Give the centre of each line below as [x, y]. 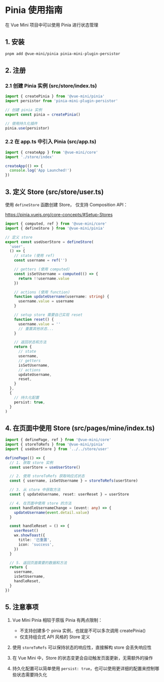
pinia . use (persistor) [27, 128]
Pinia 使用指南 [34, 10]
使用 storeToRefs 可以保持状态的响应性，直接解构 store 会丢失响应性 [82, 647]
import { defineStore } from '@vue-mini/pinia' [55, 228]
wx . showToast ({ [30, 535]
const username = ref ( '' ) [41, 260]
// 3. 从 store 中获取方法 [35, 490]
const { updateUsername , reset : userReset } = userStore [69, 495]
